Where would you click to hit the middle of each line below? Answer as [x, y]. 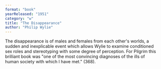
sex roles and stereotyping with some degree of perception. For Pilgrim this [81, 52]
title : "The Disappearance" [34, 23]
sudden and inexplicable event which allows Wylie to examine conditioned [80, 46]
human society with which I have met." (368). [50, 62]
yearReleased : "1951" [27, 14]
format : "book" [20, 9]
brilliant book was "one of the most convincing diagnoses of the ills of [75, 56]
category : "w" [19, 18]
